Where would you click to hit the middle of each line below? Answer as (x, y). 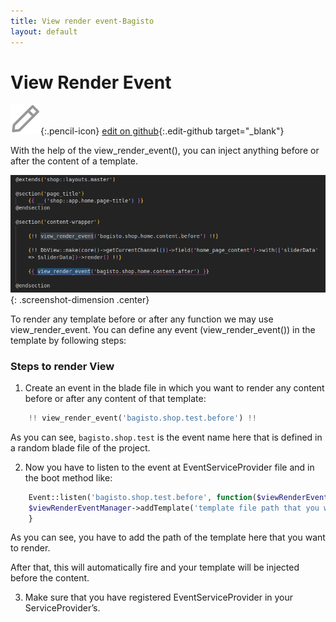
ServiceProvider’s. (62, 608)
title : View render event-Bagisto (82, 21)
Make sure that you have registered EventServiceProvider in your (159, 597)
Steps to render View (62, 366)
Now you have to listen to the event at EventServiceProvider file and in (169, 467)
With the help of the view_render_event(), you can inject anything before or (165, 151)
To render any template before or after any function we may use (142, 319)
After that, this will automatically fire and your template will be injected (155, 567)
